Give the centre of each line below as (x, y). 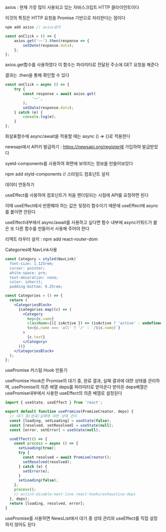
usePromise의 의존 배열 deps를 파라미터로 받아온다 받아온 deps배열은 (80, 387)
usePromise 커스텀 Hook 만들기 (36, 370)
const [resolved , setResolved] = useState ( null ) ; (62, 425)
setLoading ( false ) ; (38, 480)
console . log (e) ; (40, 117)
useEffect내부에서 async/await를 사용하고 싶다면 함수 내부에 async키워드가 (79, 222)
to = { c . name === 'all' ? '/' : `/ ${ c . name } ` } (74, 328)
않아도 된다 (25, 524)
